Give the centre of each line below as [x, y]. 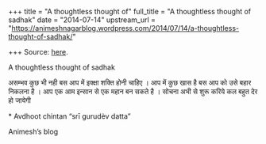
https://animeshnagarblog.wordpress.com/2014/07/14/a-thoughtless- [125, 28]
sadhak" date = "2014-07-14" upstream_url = [82, 20]
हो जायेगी [20, 100]
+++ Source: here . [39, 52]
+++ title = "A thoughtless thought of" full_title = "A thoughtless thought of [130, 11]
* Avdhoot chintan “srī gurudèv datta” [69, 116]
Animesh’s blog [33, 131]
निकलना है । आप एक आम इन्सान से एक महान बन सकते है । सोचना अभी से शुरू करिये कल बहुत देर [133, 91]
